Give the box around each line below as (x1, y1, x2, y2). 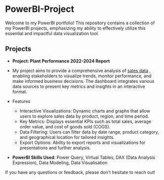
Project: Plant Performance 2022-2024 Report (12, 58, 110, 64)
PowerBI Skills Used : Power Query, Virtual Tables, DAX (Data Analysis (12, 154, 156, 160)
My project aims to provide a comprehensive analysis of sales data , (12, 67, 151, 73)
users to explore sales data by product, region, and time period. (19, 113, 149, 119)
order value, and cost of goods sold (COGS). (19, 123, 111, 129)
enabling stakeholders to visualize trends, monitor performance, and (12, 73, 152, 79)
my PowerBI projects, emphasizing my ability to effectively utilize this (5, 25, 146, 31)
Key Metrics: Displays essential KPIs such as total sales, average (19, 118, 152, 124)
